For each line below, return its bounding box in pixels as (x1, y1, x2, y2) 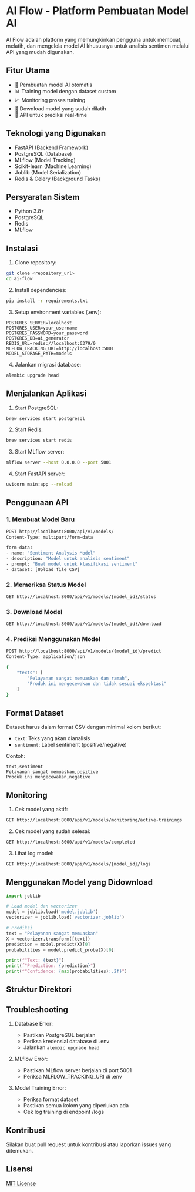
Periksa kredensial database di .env (23, 1038, 110, 1045)
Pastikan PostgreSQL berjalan (23, 1032, 96, 1039)
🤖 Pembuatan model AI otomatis (14, 81, 93, 88)
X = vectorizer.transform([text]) (6, 936, 91, 942)
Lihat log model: (14, 849, 54, 857)
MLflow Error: (14, 1056, 48, 1063)
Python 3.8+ (14, 207, 45, 215)
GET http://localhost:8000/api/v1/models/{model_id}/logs (6, 861, 151, 867)
